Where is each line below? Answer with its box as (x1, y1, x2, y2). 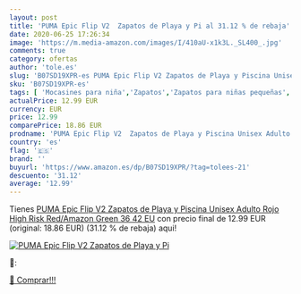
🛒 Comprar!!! (9, 274, 56, 286)
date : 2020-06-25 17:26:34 (9, 29, 110, 38)
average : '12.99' (9, 180, 74, 189)
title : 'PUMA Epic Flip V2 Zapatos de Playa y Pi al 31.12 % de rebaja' (9, 21, 291, 30)
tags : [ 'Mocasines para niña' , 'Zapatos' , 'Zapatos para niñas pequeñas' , (9, 88, 291, 97)
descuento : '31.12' (9, 171, 82, 180)
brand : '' (9, 154, 47, 164)
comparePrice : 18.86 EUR (9, 122, 102, 130)
